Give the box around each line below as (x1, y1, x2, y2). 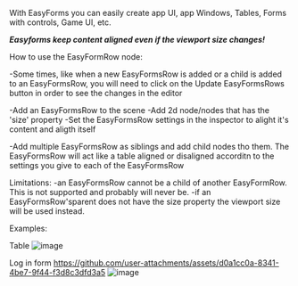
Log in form (9, 257, 52, 268)
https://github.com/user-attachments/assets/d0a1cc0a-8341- (53, 257, 279, 268)
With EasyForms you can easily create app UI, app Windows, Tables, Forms (9, 8, 287, 18)
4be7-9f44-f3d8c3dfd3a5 (9, 267, 106, 277)
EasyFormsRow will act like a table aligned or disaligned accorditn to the (9, 151, 275, 161)
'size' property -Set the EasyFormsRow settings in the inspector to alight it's (9, 115, 289, 125)
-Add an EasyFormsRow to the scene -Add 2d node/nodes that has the (9, 105, 270, 115)
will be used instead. (9, 206, 85, 217)
